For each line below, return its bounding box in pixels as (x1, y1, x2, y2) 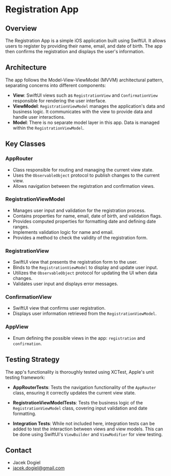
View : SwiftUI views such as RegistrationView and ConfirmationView (12, 92, 158, 98)
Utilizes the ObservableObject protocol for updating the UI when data (12, 270, 158, 276)
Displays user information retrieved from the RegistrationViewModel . (12, 311, 157, 317)
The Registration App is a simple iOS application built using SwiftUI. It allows (5, 37, 166, 44)
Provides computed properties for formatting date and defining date (12, 218, 156, 224)
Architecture (5, 63, 47, 72)
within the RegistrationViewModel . (12, 124, 84, 131)
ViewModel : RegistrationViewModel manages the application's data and (12, 103, 165, 109)
